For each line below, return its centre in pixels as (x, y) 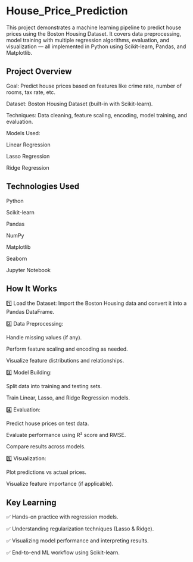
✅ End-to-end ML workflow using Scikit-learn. (63, 552)
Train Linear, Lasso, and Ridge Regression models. (68, 398)
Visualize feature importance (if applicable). (60, 484)
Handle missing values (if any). (44, 338)
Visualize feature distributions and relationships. (65, 361)
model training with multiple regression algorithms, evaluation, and (88, 40)
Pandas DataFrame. (30, 312)
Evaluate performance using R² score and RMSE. (66, 435)
